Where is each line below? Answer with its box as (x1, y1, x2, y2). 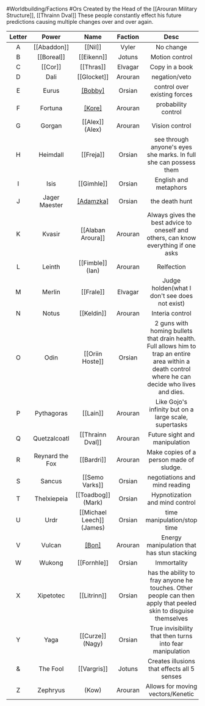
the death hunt (150, 197, 193, 205)
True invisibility (149, 624, 193, 632)
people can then (148, 591, 195, 600)
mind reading (152, 481, 191, 489)
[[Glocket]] (77, 73, 109, 81)
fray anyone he (149, 576, 193, 585)
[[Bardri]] (79, 456, 107, 464)
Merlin (41, 288, 61, 296)
